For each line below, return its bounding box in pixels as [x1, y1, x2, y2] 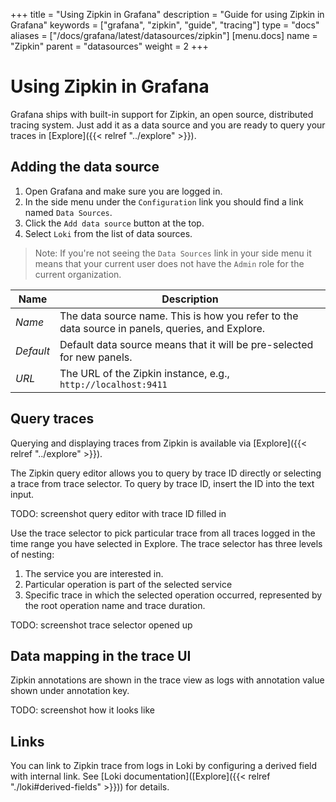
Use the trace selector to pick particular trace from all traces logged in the [10, 527, 316, 539]
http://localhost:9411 [59, 379, 168, 390]
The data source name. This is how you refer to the [59, 309, 299, 323]
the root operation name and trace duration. [24, 599, 206, 611]
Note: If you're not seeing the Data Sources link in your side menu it [34, 247, 312, 259]
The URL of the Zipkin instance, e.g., [59, 366, 230, 380]
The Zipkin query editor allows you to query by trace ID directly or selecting [10, 467, 322, 479]
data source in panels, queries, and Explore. [59, 321, 266, 335]
